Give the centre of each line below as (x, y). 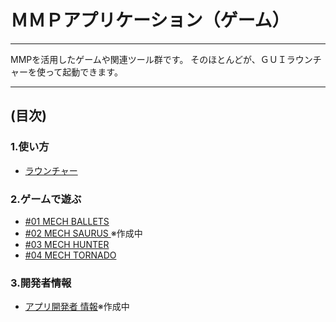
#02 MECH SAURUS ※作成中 (83, 233)
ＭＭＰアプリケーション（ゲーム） (150, 20)
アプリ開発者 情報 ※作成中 (77, 307)
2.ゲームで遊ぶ (46, 199)
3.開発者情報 (41, 283)
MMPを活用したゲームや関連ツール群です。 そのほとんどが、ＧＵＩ (148, 59)
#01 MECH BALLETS (67, 221)
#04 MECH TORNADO (70, 255)
